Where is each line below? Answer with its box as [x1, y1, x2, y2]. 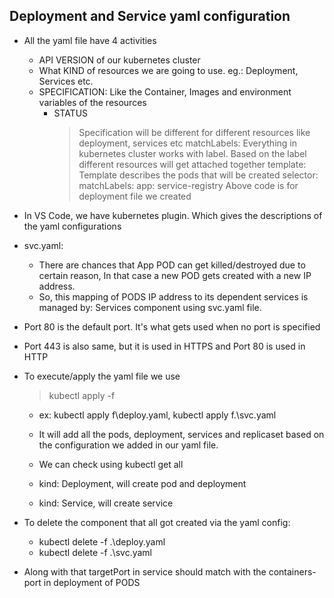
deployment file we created [78, 190, 192, 202]
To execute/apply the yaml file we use [23, 370, 181, 382]
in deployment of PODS [43, 576, 141, 588]
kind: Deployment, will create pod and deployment [38, 477, 247, 489]
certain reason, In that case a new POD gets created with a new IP [38, 269, 312, 281]
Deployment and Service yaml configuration [9, 8, 291, 25]
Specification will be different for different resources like [78, 126, 311, 138]
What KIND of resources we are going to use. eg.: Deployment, [38, 64, 299, 76]
